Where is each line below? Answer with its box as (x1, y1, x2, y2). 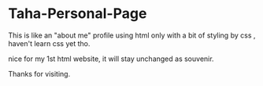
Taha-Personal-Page (8, 5, 147, 23)
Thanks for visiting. (8, 69, 71, 78)
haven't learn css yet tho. (8, 38, 91, 48)
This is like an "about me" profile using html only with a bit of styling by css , (8, 30, 256, 40)
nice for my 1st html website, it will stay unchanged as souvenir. (8, 54, 214, 63)
